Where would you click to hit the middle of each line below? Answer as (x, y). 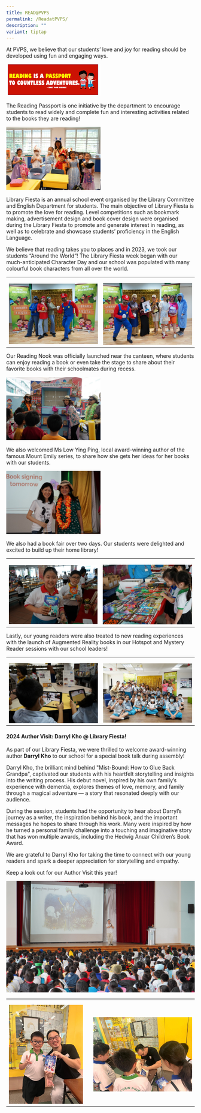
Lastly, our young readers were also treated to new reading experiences (95, 636)
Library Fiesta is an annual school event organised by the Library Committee (100, 199)
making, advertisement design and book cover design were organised (92, 219)
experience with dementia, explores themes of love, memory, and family (95, 787)
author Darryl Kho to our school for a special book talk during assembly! (95, 756)
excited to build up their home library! (52, 550)
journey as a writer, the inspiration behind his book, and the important (92, 818)
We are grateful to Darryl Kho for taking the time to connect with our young (99, 855)
